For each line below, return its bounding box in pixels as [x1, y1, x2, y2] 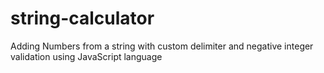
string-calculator [10, 7, 155, 30]
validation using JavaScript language [10, 50, 163, 62]
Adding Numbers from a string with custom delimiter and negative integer [10, 40, 314, 52]
